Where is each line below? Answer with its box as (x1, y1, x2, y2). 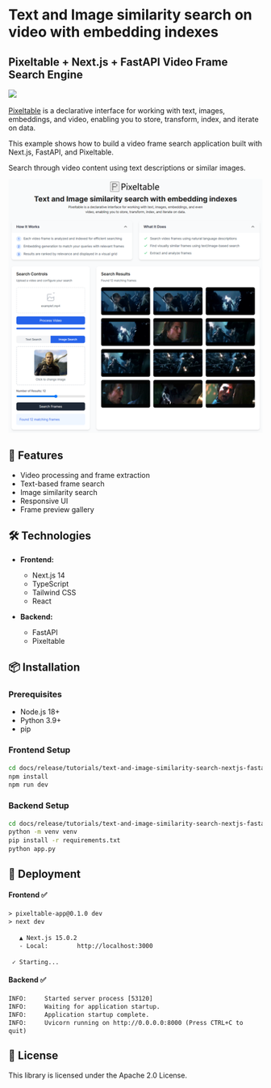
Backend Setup (8, 800, 70, 811)
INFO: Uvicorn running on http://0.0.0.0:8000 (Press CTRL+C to (8, 1018, 244, 1027)
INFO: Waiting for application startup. (8, 1002, 161, 1010)
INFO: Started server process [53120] (8, 994, 153, 1002)
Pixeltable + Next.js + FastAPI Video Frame (8, 55, 228, 69)
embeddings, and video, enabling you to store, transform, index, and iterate (8, 115, 260, 124)
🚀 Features (8, 449, 64, 463)
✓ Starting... (11, 958, 60, 966)
